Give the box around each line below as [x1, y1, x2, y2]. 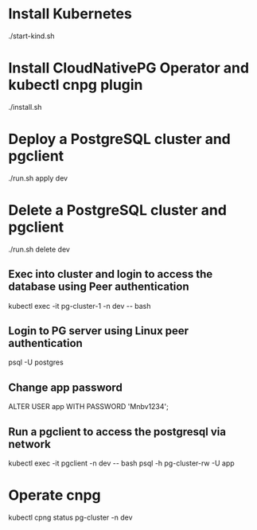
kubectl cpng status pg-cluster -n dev [8, 512, 133, 522]
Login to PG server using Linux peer [8, 324, 189, 337]
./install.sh [8, 102, 42, 111]
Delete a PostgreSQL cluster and [8, 201, 227, 219]
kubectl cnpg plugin [8, 76, 143, 94]
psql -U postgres [8, 357, 64, 367]
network [8, 437, 52, 450]
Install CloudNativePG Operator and [8, 59, 249, 77]
